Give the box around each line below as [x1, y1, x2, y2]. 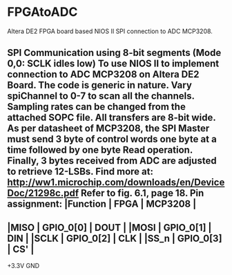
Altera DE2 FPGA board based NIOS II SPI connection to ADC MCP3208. [7, 27, 213, 35]
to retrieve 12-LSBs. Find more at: [7, 166, 154, 178]
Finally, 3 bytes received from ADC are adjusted [7, 155, 217, 167]
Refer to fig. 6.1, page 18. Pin [80, 187, 204, 199]
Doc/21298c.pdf [7, 187, 79, 199]
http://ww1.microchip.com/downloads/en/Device [7, 177, 225, 189]
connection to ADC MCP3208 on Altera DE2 [7, 68, 200, 80]
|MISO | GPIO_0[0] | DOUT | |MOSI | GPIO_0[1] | [7, 222, 212, 234]
